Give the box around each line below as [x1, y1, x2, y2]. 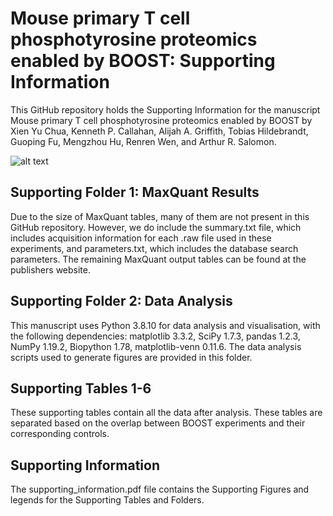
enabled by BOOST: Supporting [10, 50, 276, 72]
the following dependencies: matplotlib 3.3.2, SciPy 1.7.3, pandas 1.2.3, [10, 330, 301, 342]
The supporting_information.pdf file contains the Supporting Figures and [10, 483, 310, 496]
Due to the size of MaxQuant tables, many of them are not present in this [10, 210, 310, 222]
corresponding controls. [10, 428, 110, 440]
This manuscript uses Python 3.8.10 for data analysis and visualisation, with [10, 319, 321, 331]
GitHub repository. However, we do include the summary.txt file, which [10, 221, 302, 233]
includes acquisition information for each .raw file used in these [10, 232, 272, 244]
